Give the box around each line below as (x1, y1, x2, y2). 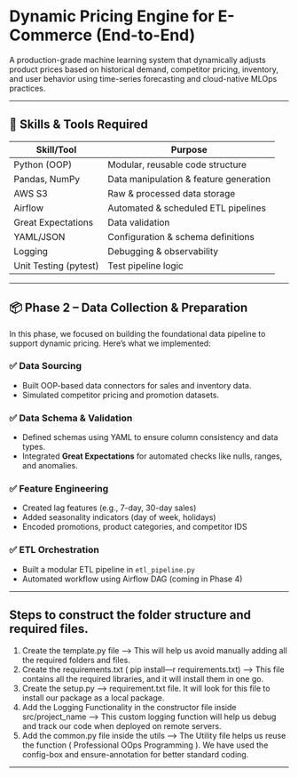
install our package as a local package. (21, 692, 165, 703)
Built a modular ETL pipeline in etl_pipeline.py (21, 564, 195, 574)
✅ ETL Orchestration (9, 544, 99, 557)
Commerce (9, 25, 93, 45)
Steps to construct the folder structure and (9, 607, 251, 623)
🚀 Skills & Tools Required (9, 117, 148, 132)
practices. (9, 83, 46, 93)
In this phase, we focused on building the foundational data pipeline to (9, 328, 266, 339)
